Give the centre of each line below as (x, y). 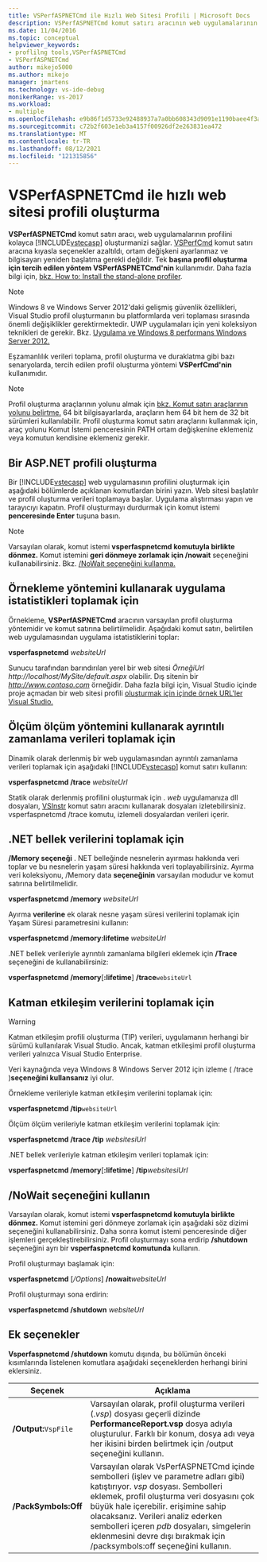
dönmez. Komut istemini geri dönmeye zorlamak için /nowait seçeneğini (128, 555)
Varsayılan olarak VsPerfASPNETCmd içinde (172, 1466)
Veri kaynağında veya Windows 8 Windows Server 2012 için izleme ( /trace (131, 1069)
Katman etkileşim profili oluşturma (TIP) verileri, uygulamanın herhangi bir (128, 1037)
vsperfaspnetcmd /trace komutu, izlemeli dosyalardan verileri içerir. (119, 814)
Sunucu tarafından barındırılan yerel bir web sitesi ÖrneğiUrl (106, 668)
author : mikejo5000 (41, 68)
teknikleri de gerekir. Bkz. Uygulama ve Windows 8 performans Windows (128, 333)
